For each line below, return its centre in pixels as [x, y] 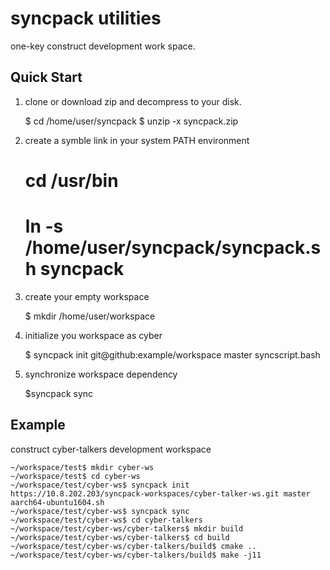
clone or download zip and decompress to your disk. [133, 101]
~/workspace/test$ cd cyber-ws [75, 476]
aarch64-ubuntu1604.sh [57, 502]
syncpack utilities [86, 18]
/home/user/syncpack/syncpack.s [173, 248]
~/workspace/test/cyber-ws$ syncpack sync [100, 511]
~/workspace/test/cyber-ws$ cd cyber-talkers [106, 520]
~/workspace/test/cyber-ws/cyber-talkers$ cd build [120, 537]
